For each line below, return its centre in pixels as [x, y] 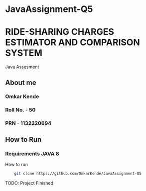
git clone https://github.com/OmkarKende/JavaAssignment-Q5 [78, 173]
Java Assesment [22, 67]
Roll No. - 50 [20, 110]
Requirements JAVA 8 [32, 154]
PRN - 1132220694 [28, 123]
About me [21, 82]
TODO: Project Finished [29, 183]
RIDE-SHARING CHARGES [60, 32]
